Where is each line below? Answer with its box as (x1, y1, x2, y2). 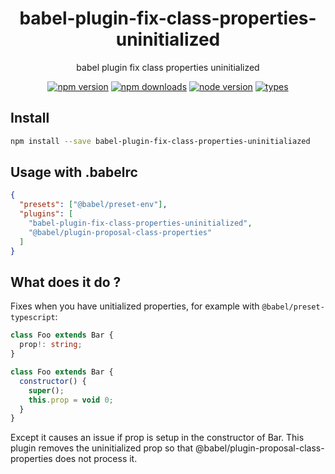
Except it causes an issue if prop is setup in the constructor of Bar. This (10, 432, 305, 444)
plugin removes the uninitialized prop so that (10, 442, 194, 454)
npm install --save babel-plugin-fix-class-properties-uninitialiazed (10, 136, 311, 146)
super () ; (28, 385, 65, 396)
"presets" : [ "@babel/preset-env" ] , (19, 200, 168, 210)
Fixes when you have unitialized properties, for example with (10, 300, 260, 312)
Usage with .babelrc (10, 164, 138, 181)
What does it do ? (10, 273, 122, 291)
